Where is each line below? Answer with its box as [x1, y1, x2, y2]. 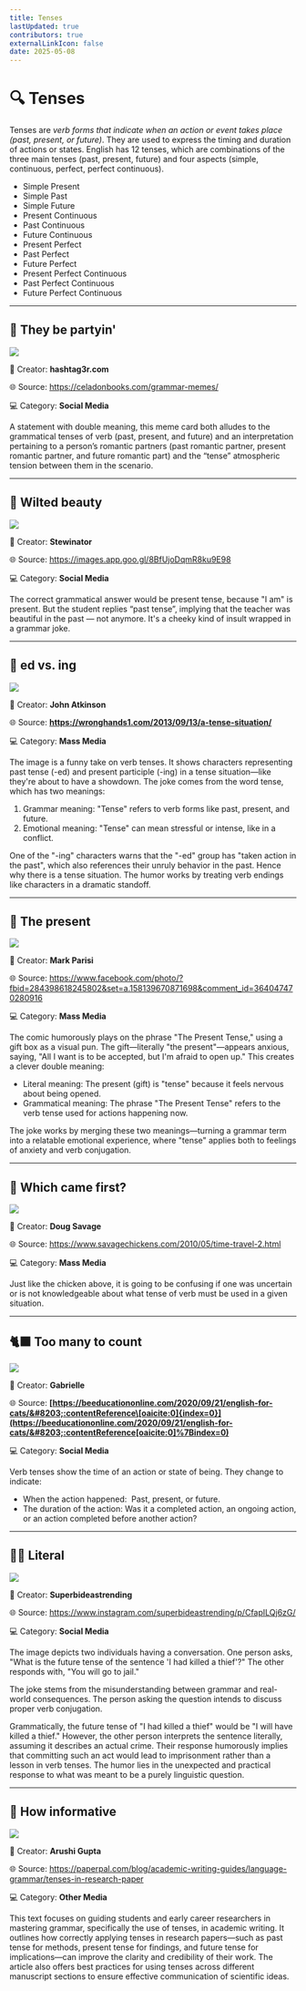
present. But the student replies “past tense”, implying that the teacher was [9, 603, 291, 614]
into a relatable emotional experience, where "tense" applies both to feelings [9, 1135, 297, 1146]
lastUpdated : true [9, 22, 79, 31]
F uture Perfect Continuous [22, 288, 123, 299]
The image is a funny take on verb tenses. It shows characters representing [9, 756, 293, 767]
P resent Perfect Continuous [22, 268, 127, 279]
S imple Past [22, 190, 68, 201]
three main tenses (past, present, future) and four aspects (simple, [9, 154, 260, 165]
